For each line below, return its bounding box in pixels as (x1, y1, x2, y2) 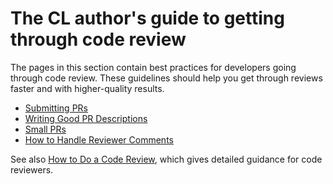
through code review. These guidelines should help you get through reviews (10, 72, 323, 84)
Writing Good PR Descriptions (24, 112, 148, 124)
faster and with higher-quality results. (10, 82, 165, 94)
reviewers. (10, 163, 54, 176)
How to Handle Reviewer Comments (24, 133, 174, 146)
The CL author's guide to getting (10, 7, 285, 30)
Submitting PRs (24, 102, 88, 114)
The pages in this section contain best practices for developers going (10, 61, 297, 73)
